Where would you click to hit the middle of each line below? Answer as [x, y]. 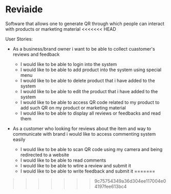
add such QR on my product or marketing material [73, 107]
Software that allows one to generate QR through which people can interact [85, 24]
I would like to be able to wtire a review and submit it [76, 165]
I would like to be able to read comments [63, 160]
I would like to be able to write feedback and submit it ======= [88, 171]
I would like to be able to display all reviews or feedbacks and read [90, 113]
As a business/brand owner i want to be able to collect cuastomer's [84, 49]
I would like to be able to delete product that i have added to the [88, 80]
